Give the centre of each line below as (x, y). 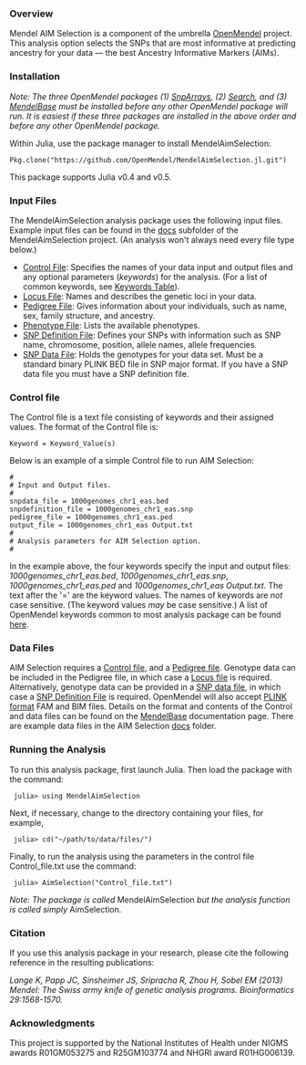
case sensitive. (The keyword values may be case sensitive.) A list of (139, 605)
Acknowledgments (52, 1023)
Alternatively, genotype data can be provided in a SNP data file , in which (145, 687)
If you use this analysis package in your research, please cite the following (149, 953)
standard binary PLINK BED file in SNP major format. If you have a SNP (155, 364)
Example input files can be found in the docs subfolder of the (124, 230)
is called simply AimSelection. (66, 909)
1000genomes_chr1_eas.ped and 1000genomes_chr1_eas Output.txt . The (146, 586)
